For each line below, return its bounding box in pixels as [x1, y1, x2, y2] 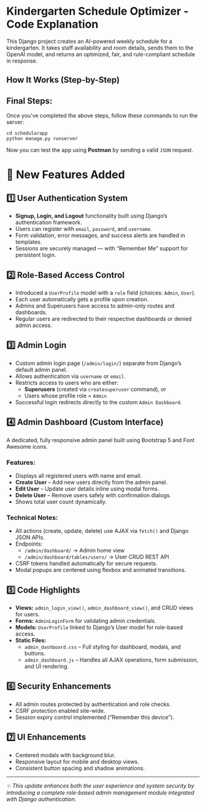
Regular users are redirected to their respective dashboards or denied [15, 315, 192, 322]
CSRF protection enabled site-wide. [15, 707, 105, 714]
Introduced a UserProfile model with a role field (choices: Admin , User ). [15, 289, 196, 296]
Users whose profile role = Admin [24, 392, 107, 399]
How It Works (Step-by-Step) [6, 75, 120, 85]
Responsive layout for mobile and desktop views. [15, 758, 140, 765]
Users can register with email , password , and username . [15, 225, 152, 233]
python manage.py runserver [6, 136, 78, 142]
